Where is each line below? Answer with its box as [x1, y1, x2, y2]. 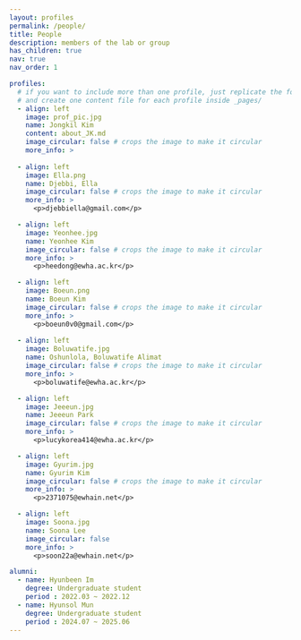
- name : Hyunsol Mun [17, 601, 94, 610]
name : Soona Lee [25, 525, 87, 535]
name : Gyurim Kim [25, 468, 90, 477]
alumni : [9, 567, 39, 576]
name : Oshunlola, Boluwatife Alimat [25, 353, 163, 363]
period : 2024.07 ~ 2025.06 [25, 617, 130, 627]
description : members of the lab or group [9, 38, 170, 47]
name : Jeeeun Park [25, 411, 94, 420]
